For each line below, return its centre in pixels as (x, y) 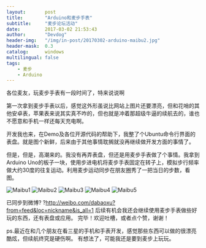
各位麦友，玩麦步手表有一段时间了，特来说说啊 (65, 93)
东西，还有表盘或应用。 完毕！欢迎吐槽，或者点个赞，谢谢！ (93, 218)
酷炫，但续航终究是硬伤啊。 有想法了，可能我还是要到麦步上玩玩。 (90, 239)
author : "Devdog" (37, 35)
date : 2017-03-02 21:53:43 (52, 29)
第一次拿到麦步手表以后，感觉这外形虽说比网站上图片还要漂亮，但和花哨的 (100, 106)
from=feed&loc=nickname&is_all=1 (50, 210)
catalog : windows (35, 52)
